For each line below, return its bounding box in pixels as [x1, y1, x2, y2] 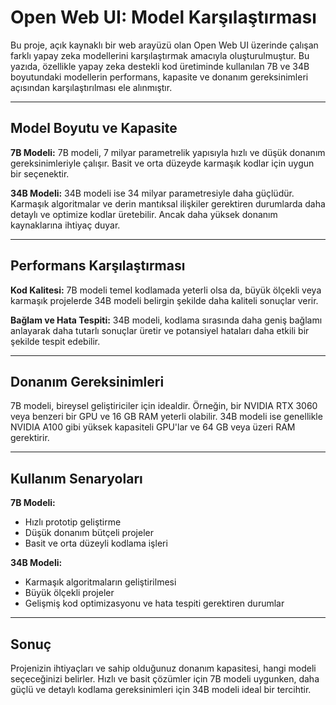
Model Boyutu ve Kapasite [10, 120, 178, 137]
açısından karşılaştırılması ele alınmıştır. [10, 81, 173, 93]
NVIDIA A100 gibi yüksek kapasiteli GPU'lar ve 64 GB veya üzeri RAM [10, 421, 296, 433]
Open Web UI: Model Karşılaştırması [10, 6, 317, 29]
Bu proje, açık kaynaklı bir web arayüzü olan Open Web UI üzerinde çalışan [10, 39, 319, 51]
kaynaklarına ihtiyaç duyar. [10, 219, 121, 231]
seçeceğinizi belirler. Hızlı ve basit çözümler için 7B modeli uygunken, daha [10, 673, 320, 685]
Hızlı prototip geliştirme [24, 516, 122, 528]
